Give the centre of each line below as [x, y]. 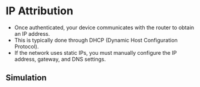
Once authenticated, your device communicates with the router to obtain [104, 27]
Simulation [26, 78]
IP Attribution [39, 11]
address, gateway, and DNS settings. [60, 59]
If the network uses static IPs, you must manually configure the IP [95, 52]
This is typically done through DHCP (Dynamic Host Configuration [96, 40]
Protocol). [26, 46]
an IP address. [32, 33]
